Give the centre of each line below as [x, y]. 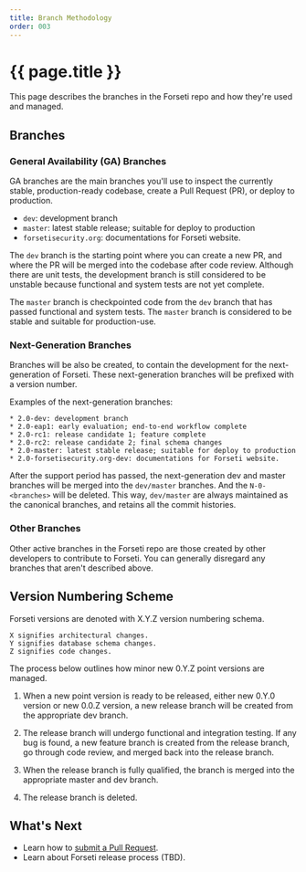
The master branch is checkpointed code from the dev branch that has [141, 302]
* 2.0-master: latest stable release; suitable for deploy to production [153, 451]
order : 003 [30, 26]
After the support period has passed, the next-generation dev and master [148, 476]
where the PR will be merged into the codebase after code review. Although [152, 265]
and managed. [37, 107]
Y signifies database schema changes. [83, 643]
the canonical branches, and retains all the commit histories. [123, 505]
